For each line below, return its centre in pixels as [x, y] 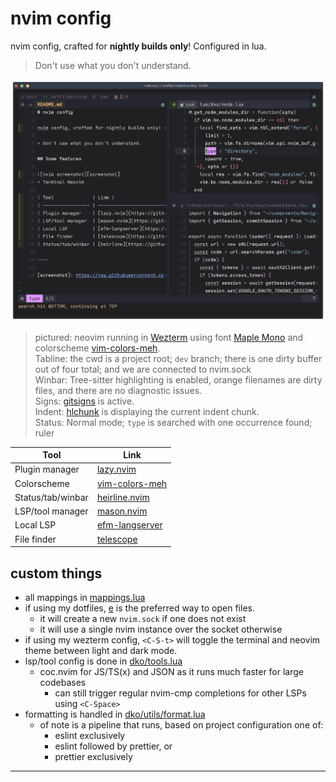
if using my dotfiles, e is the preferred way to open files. [139, 608]
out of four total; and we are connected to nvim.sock [143, 369]
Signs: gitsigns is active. [84, 401]
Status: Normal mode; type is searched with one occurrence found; [173, 422]
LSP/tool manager [51, 511]
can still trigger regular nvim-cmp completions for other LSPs [180, 693]
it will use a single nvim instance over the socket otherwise [161, 629]
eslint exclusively [90, 735]
